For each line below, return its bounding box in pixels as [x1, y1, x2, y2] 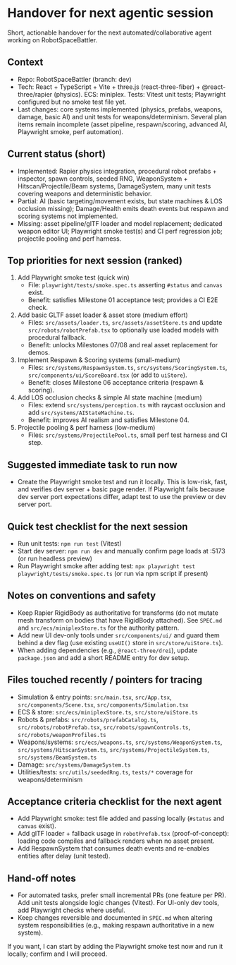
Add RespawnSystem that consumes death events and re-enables [17, 844, 210, 853]
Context [7, 56, 44, 68]
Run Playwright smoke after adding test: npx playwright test [17, 562, 196, 570]
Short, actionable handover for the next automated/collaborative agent [7, 28, 212, 37]
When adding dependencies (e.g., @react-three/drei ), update [17, 646, 198, 654]
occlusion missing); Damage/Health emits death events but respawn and [17, 204, 229, 212]
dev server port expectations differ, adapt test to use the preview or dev [17, 493, 227, 501]
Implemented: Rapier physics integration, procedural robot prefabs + [17, 167, 217, 175]
